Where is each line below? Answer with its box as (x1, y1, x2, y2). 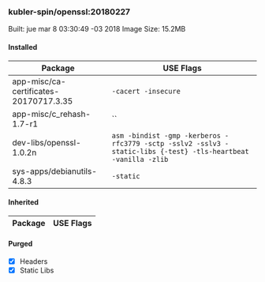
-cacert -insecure (111, 86, 181, 96)
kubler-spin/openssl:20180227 (8, 6, 131, 17)
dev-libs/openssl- (12, 137, 81, 148)
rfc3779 (111, 139, 140, 148)
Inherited (8, 197, 39, 207)
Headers (19, 256, 48, 266)
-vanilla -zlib (111, 155, 169, 164)
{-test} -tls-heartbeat (160, 147, 250, 156)
